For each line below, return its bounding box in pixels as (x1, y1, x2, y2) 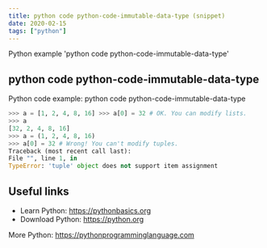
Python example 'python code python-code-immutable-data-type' (8, 49, 230, 59)
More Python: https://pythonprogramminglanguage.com (8, 230, 195, 239)
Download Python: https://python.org (19, 215, 144, 224)
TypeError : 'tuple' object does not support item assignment (8, 162, 219, 170)
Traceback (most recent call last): (8, 147, 131, 155)
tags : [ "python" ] (8, 27, 67, 35)
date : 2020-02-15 (8, 19, 67, 27)
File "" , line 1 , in (8, 154, 78, 162)
